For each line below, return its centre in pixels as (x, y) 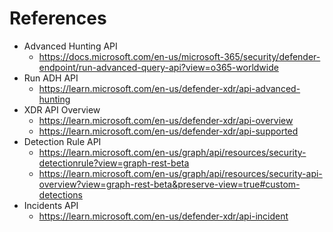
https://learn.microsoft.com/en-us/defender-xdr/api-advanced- (169, 88)
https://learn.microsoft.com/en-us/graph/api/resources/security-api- (180, 173)
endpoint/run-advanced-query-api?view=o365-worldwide (158, 67)
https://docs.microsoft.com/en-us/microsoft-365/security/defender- (179, 56)
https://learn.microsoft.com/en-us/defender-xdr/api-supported (168, 131)
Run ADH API (51, 78)
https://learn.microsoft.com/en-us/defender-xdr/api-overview (166, 120)
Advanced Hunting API (70, 46)
